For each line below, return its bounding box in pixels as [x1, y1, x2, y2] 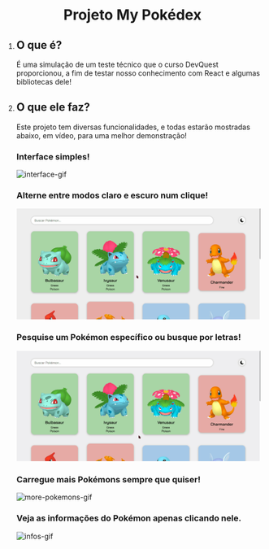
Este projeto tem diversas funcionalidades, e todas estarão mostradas [15, 122, 250, 132]
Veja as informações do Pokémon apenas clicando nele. [15, 512, 242, 524]
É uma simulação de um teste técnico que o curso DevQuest [15, 59, 219, 69]
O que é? [15, 38, 63, 52]
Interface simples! [15, 150, 90, 162]
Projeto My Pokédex [63, 6, 202, 24]
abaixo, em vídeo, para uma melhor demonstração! [15, 130, 187, 140]
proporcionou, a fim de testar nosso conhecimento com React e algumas [15, 68, 261, 78]
